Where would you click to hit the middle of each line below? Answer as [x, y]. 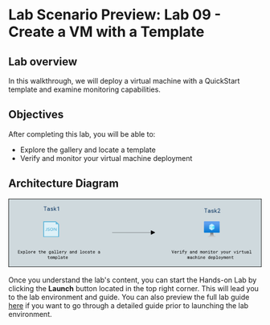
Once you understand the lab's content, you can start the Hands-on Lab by [133, 280]
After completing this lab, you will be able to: [82, 134]
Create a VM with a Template [106, 32]
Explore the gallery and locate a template [88, 150]
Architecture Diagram [63, 184]
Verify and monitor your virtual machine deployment [106, 158]
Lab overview [43, 62]
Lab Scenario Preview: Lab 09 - [115, 15]
